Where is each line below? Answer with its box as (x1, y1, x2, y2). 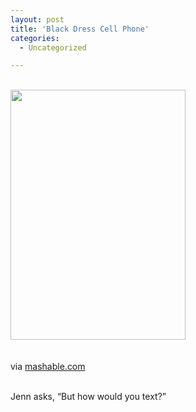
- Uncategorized (19, 42, 87, 53)
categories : (10, 33, 60, 43)
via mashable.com (10, 361, 86, 373)
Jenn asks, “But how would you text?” (10, 391, 167, 403)
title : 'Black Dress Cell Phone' (10, 24, 150, 34)
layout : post (10, 14, 65, 25)
